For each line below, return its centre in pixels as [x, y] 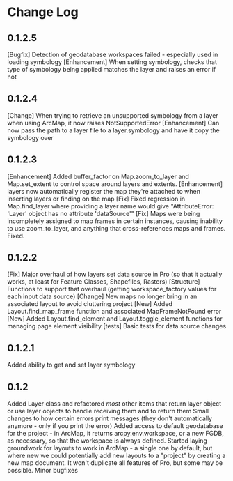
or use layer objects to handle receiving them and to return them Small [108, 411]
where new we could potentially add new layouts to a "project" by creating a [116, 456]
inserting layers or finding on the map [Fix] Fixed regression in [96, 199]
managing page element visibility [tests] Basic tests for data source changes [117, 326]
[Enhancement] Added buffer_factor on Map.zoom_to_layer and [98, 176]
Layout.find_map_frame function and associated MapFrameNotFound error [114, 312]
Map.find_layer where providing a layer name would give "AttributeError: [111, 206]
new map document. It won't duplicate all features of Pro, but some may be [115, 463]
